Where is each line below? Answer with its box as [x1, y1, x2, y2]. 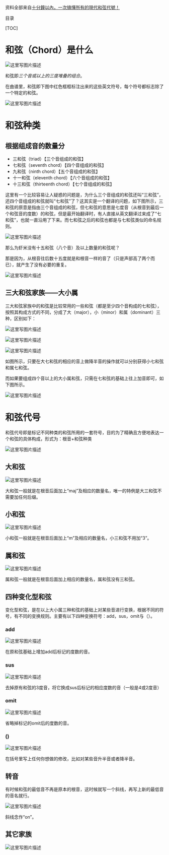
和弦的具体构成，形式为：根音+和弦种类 [9, 435, 92, 442]
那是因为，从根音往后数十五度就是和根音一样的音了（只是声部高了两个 [5, 255, 151, 261]
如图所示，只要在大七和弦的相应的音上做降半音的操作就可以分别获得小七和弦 [5, 358, 164, 364]
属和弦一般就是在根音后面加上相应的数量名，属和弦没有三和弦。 [5, 576, 137, 582]
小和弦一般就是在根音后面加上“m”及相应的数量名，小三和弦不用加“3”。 [5, 535, 152, 541]
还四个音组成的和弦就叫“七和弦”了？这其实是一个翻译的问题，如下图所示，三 [5, 198, 163, 204]
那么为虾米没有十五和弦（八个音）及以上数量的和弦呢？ [5, 244, 120, 250]
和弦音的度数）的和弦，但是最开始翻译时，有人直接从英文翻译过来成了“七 [9, 211, 162, 217]
